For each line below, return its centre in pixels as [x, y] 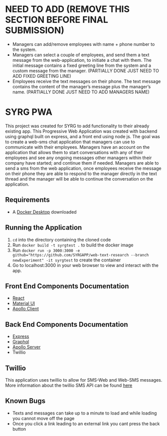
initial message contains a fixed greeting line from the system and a [82, 65]
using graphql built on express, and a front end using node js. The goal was [83, 136]
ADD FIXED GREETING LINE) [42, 76]
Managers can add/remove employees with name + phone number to [83, 44]
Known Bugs [25, 401]
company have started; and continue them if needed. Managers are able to [82, 163]
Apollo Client [25, 309]
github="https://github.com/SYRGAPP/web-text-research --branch [81, 255]
